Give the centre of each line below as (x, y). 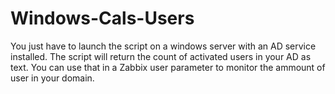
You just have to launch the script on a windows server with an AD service (163, 46)
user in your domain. (52, 78)
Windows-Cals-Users (102, 18)
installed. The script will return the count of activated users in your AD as (161, 56)
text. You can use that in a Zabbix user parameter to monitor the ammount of (168, 67)
